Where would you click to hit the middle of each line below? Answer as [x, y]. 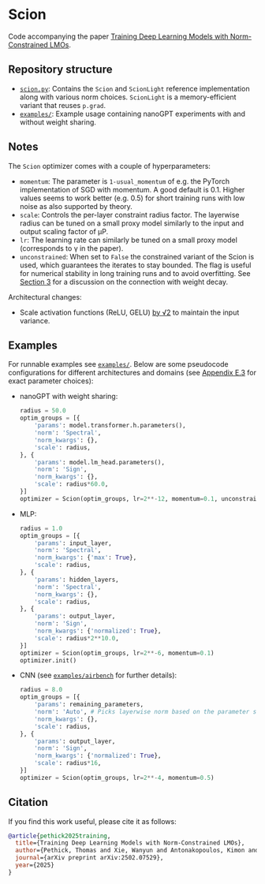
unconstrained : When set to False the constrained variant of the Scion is [137, 256]
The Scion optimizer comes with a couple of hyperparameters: [110, 166]
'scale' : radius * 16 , [68, 763]
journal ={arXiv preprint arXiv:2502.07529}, [90, 858]
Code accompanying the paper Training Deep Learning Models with [118, 36]
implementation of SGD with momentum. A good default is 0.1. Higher [132, 189]
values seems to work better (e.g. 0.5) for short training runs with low [132, 198]
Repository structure [60, 70]
